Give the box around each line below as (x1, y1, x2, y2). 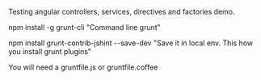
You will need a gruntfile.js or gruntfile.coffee (8, 62, 158, 72)
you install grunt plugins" (8, 47, 91, 56)
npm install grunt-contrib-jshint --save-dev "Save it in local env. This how (8, 38, 253, 48)
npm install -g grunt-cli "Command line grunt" (8, 23, 162, 32)
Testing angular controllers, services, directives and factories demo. (8, 7, 236, 16)
